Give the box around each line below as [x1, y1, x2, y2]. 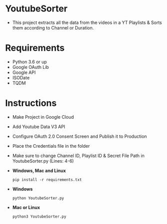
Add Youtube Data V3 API [12, 123, 66, 130]
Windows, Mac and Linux [12, 168, 66, 174]
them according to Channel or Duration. [12, 24, 94, 30]
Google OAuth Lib [12, 64, 49, 70]
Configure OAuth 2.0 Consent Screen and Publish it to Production [12, 133, 147, 139]
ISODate [12, 74, 30, 80]
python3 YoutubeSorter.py [12, 214, 66, 219]
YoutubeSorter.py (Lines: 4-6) [12, 158, 74, 164]
